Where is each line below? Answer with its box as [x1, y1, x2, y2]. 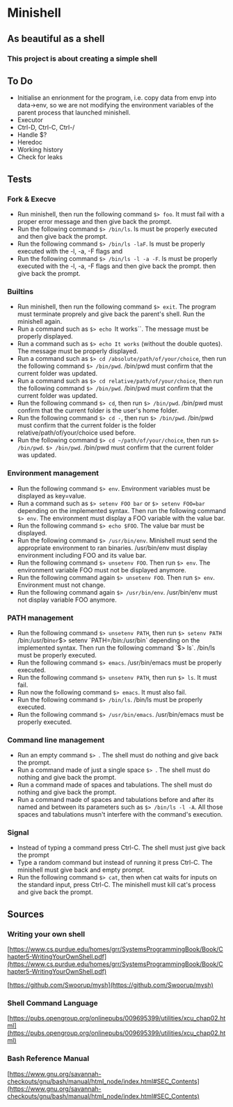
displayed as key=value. [17, 491, 87, 500]
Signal [7, 828, 29, 838]
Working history [17, 145, 63, 154]
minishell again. [17, 318, 63, 326]
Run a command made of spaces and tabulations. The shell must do [17, 780, 213, 789]
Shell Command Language [7, 998, 99, 1008]
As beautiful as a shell [7, 33, 105, 45]
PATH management [7, 613, 74, 623]
